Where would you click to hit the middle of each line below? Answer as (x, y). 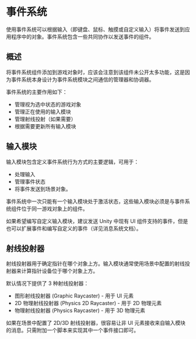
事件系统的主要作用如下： (37, 92)
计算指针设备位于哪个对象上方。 (60, 271)
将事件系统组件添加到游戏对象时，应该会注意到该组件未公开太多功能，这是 (95, 72)
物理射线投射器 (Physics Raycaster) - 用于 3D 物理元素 (80, 310)
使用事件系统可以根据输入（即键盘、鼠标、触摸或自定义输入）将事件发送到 (95, 29)
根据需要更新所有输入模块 (45, 126)
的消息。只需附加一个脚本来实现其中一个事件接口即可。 (72, 330)
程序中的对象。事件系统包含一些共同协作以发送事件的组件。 (83, 36)
